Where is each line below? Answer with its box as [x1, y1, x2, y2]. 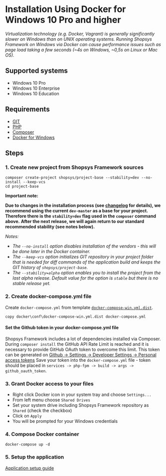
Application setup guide [5, 465, 54, 471]
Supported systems [5, 67, 68, 75]
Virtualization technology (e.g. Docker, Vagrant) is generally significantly [5, 31, 155, 37]
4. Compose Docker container [5, 430, 79, 437]
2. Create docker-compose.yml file [5, 293, 92, 300]
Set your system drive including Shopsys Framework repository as [12, 402, 149, 408]
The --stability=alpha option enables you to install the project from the [12, 270, 161, 276]
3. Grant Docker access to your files [5, 380, 94, 387]
